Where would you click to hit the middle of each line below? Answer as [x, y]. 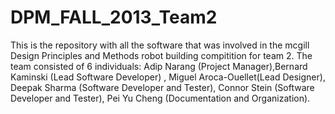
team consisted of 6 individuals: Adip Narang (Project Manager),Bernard [159, 66]
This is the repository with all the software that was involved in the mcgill [160, 45]
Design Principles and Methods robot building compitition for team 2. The [161, 55]
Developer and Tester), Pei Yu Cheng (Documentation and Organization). [160, 98]
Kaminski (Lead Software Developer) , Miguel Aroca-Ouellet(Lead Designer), [168, 77]
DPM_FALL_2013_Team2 [114, 17]
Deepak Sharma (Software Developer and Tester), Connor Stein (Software [162, 87]
